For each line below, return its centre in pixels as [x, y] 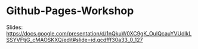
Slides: [14, 27]
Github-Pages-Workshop [70, 11]
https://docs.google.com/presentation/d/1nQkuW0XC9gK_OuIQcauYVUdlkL [99, 33]
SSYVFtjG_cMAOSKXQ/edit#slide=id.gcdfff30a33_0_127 [75, 40]
